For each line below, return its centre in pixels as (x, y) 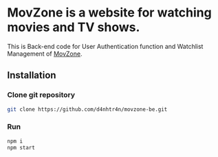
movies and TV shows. (74, 27)
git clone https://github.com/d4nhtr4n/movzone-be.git (87, 109)
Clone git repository (41, 95)
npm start (21, 147)
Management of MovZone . (45, 54)
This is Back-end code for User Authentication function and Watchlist (105, 46)
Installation (32, 75)
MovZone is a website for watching (109, 13)
